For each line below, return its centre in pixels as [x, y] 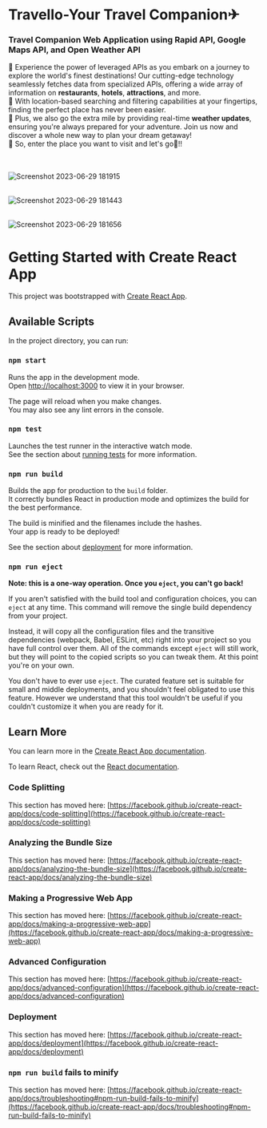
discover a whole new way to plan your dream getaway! [100, 135]
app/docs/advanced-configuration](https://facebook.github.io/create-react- [134, 988]
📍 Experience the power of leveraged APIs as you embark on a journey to [129, 67]
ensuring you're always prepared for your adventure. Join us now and [123, 127]
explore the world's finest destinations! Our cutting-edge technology [121, 76]
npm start [27, 361]
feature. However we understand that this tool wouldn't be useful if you [126, 698]
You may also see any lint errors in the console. [86, 410]
